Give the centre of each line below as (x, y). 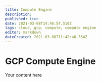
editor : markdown (23, 32)
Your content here (24, 75)
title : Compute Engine (28, 10)
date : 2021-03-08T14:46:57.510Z (38, 23)
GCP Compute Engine (50, 61)
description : (19, 14)
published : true (22, 19)
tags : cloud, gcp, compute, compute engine (51, 28)
